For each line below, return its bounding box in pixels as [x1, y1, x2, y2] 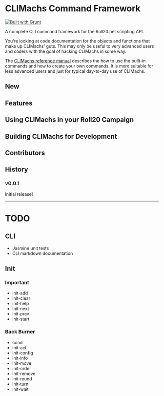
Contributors [5, 148, 45, 157]
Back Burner [5, 328, 35, 335]
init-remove [12, 371, 36, 376]
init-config [12, 350, 33, 355]
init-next [12, 306, 29, 312]
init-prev [12, 311, 29, 317]
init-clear [12, 295, 31, 301]
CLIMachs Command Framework [5, 3, 141, 14]
